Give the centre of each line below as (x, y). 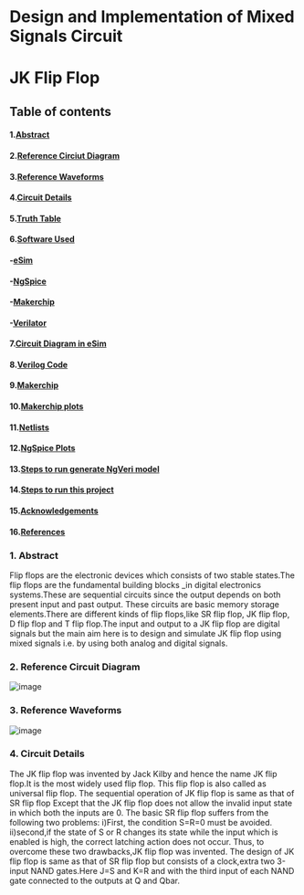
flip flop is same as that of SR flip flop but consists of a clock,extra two (142, 861)
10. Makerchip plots (47, 406)
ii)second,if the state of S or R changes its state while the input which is (144, 832)
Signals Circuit (66, 36)
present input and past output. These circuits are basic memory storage (145, 604)
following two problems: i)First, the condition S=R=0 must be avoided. (141, 822)
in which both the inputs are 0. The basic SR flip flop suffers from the (139, 812)
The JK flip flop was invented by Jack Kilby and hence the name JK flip (143, 774)
